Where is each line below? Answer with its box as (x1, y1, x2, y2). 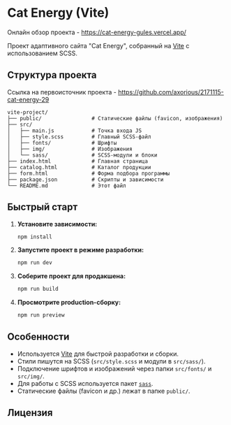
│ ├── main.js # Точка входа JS (7, 127, 142, 134)
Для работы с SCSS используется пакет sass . (17, 379, 154, 387)
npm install (17, 233, 52, 240)
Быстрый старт (7, 201, 78, 213)
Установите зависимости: (17, 219, 98, 228)
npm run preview (17, 312, 65, 319)
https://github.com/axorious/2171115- (117, 87, 225, 96)
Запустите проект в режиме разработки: (17, 246, 144, 254)
